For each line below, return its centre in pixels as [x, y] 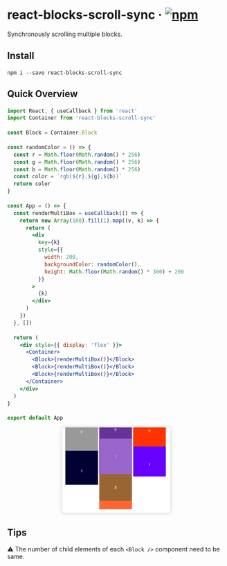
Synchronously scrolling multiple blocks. [65, 34]
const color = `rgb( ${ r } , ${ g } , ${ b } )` [68, 177]
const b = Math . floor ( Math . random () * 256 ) [77, 169]
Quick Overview [43, 94]
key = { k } [49, 243]
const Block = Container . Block [52, 133]
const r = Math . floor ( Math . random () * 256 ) [77, 155]
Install [21, 56]
